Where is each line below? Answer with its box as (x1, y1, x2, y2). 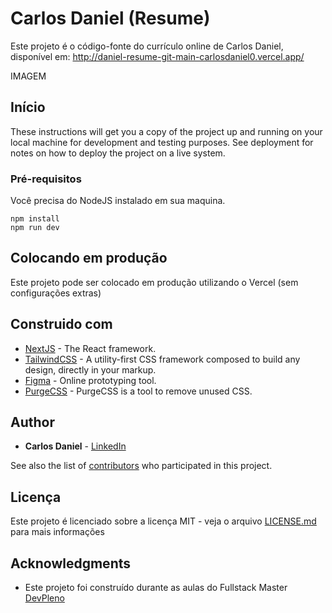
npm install (10, 214, 60, 224)
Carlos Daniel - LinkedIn (24, 440, 127, 452)
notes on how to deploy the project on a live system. (10, 147, 226, 159)
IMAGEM (10, 70, 47, 82)
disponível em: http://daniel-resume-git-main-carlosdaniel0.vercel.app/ (10, 50, 305, 62)
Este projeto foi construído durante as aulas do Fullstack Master (24, 582, 288, 594)
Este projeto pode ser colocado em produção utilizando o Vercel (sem (10, 276, 299, 288)
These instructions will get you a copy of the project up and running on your (10, 125, 323, 137)
